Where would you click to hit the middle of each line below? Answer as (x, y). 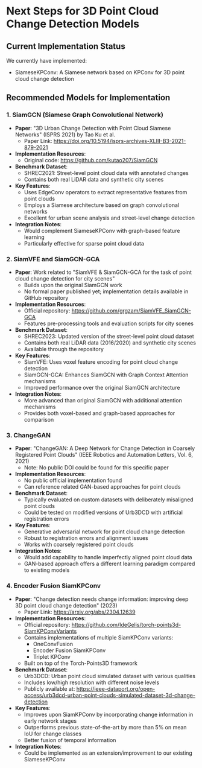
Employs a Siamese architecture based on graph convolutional (102, 205)
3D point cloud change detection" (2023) (66, 605)
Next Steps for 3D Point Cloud (83, 11)
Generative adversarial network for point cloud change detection (104, 532)
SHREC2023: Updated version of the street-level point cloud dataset (109, 336)
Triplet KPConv (52, 656)
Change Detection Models (73, 24)
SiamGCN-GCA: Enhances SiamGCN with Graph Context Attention (106, 375)
